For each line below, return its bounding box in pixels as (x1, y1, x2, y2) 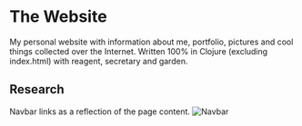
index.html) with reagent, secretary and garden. (9, 55, 188, 66)
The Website (9, 6, 107, 27)
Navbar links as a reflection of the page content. (9, 106, 191, 117)
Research (9, 82, 65, 97)
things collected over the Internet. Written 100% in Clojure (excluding (9, 45, 268, 56)
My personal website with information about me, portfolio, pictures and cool (9, 36, 294, 47)
